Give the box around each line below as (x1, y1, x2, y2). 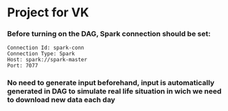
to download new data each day (7, 95, 115, 105)
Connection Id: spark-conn (7, 44, 84, 52)
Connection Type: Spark (7, 50, 76, 57)
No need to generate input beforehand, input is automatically (7, 78, 215, 88)
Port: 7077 (7, 63, 38, 69)
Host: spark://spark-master (7, 57, 88, 63)
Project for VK (7, 5, 89, 20)
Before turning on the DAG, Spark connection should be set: (7, 29, 211, 39)
